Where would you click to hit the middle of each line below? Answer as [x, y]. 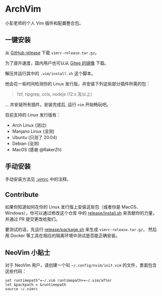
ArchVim [23, 9]
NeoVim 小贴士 [28, 252]
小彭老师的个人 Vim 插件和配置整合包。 [44, 23]
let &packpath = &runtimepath [36, 285]
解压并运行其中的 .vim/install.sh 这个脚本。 [50, 73]
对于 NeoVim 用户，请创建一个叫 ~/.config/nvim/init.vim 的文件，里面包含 [81, 265]
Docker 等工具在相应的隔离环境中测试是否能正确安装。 [65, 236]
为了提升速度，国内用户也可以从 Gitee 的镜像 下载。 [57, 63]
